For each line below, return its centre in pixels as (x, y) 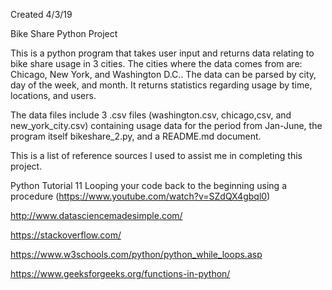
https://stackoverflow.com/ (66, 235)
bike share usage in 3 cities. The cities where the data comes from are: (156, 63)
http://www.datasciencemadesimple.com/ (96, 215)
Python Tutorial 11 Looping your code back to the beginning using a (148, 185)
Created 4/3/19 (41, 14)
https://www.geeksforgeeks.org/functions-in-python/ (120, 273)
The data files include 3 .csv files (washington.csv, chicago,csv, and (151, 115)
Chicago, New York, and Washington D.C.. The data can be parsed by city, (163, 74)
